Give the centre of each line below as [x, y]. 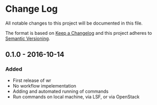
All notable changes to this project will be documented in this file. [74, 23]
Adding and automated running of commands [61, 91]
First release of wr [32, 80]
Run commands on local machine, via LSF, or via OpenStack [76, 97]
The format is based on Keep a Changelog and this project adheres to [79, 33]
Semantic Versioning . [28, 38]
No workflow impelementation [44, 86]
